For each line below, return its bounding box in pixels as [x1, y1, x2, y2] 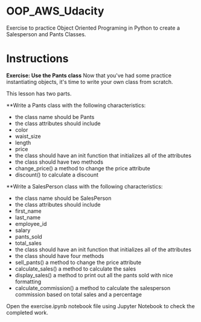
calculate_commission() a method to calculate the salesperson [14, 284, 171, 291]
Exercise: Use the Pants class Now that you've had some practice [6, 71, 172, 79]
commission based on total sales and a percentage [14, 291, 142, 298]
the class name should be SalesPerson [14, 195, 112, 202]
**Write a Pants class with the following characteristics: [6, 101, 146, 109]
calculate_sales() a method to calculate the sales [14, 265, 136, 272]
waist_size [14, 132, 41, 140]
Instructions [6, 52, 69, 66]
